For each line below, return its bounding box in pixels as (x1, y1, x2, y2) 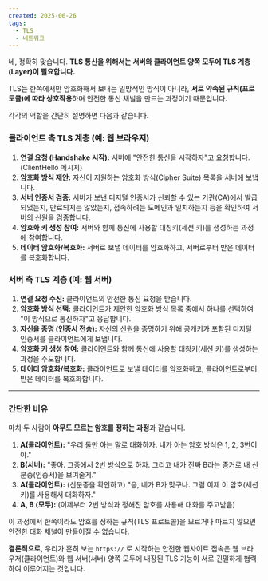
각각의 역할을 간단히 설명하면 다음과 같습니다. (8, 111, 149, 121)
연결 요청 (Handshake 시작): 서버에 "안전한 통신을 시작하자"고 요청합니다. (19, 153, 250, 162)
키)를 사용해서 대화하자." (19, 490, 96, 499)
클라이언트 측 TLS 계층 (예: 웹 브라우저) (8, 133, 150, 144)
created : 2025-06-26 (8, 11, 77, 20)
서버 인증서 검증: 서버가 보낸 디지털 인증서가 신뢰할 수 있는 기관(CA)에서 (19, 193, 243, 202)
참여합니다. (28, 233, 64, 242)
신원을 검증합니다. (34, 213, 91, 222)
